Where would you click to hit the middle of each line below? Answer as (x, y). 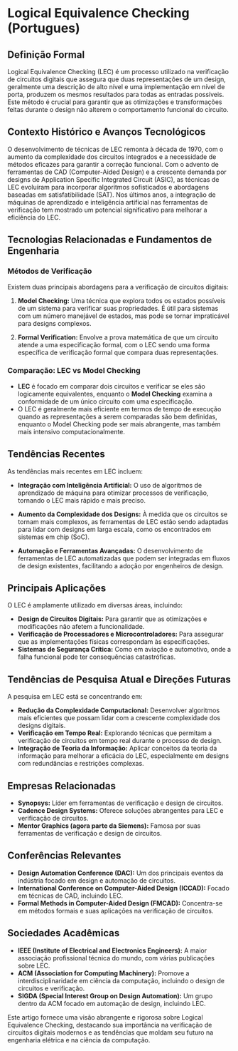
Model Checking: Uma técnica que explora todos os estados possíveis (121, 300)
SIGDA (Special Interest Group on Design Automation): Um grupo (115, 995)
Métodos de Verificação (50, 271)
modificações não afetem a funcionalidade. (81, 627)
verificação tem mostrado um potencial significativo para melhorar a (107, 210)
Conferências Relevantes (64, 856)
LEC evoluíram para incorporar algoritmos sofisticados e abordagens (108, 187)
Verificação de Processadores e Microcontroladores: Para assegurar (120, 634)
